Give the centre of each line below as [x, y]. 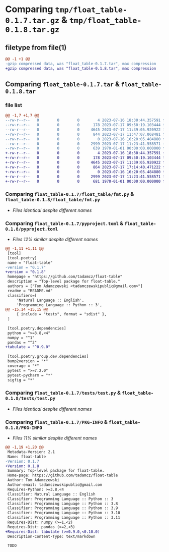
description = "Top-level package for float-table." [64, 282]
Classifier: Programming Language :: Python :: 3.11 [64, 518]
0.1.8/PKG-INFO [24, 428]
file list [14, 105]
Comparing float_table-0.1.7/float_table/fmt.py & [70, 194]
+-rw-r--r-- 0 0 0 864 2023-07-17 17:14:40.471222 [83, 167]
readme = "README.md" [30, 291]
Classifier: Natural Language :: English [51, 494]
